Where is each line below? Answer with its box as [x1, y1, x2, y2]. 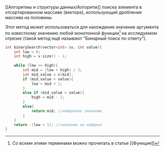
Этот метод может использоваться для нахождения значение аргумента [5, 24, 159, 30]
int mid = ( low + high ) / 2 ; [23, 68, 82, 73]
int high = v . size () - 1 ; [14, 54, 67, 59]
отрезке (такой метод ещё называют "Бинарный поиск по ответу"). [5, 35, 147, 41]
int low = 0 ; [14, 49, 41, 54]
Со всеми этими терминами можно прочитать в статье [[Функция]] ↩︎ [12, 140, 160, 146]
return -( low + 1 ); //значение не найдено [14, 122, 102, 127]
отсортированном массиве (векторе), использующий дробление [5, 9, 142, 15]
